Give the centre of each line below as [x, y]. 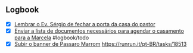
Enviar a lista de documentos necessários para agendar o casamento [99, 31]
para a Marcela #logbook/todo [52, 38]
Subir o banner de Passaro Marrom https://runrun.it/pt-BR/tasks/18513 [100, 43]
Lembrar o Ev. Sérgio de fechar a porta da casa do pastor [85, 24]
